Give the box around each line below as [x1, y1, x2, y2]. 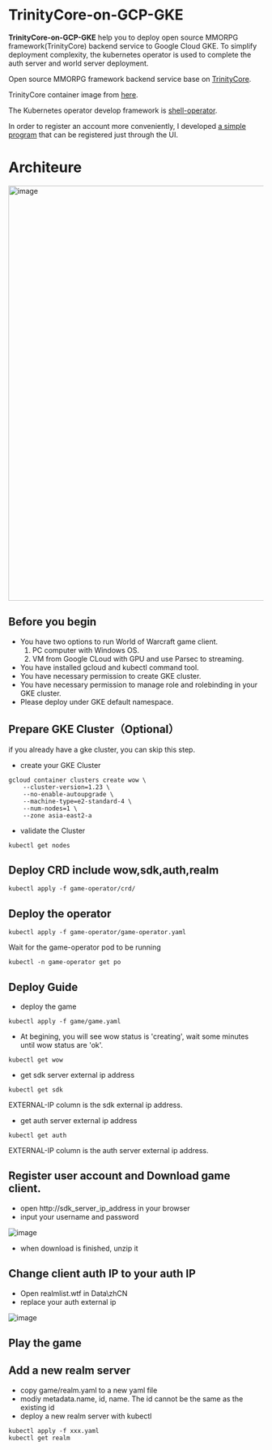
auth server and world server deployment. [8, 58, 149, 68]
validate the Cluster [19, 826, 86, 835]
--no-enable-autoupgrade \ [23, 790, 114, 798]
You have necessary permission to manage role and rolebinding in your [19, 680, 258, 689]
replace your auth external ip [19, 1297, 117, 1306]
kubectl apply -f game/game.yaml [8, 1017, 121, 1025]
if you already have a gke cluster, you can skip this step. [8, 744, 196, 754]
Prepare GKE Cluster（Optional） [8, 723, 180, 736]
